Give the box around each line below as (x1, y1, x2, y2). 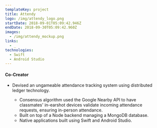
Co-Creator (5, 71, 29, 78)
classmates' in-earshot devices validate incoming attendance (19, 102, 142, 108)
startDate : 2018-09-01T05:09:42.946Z (5, 20, 82, 26)
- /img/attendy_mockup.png (9, 34, 64, 39)
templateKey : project (5, 7, 49, 12)
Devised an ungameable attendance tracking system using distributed (12, 82, 153, 88)
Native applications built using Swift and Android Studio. (19, 117, 132, 124)
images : (5, 30, 21, 34)
